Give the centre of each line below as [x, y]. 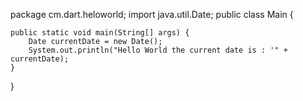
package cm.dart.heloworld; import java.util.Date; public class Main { [152, 14]
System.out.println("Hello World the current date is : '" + [158, 50]
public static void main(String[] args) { [100, 33]
